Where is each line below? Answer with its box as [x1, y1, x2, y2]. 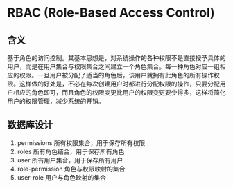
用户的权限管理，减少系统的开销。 [7, 97, 105, 105]
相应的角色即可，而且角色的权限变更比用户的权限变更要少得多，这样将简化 [12, 88, 226, 96]
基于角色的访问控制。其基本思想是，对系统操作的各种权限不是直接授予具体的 [7, 54, 226, 62]
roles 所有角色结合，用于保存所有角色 [17, 147, 125, 156]
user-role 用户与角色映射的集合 [17, 173, 106, 181]
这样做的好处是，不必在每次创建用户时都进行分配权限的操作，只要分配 [19, 79, 220, 88]
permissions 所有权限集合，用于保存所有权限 [17, 138, 146, 147]
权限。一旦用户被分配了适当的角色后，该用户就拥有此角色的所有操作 [19, 71, 214, 79]
